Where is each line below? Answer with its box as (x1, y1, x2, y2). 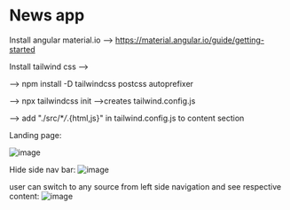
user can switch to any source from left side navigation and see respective (9, 181, 282, 191)
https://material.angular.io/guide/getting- (114, 35, 264, 45)
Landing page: (9, 129, 62, 140)
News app (9, 5, 85, 26)
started (9, 43, 35, 54)
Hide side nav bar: (9, 164, 76, 175)
